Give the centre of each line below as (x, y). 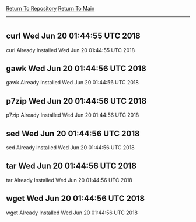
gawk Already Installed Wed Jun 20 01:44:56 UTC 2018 (72, 83)
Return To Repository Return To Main (50, 8)
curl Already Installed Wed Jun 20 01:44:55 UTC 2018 (71, 50)
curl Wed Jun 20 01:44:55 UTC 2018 (73, 36)
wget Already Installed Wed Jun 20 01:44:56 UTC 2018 (72, 213)
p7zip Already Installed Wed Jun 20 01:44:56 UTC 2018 (73, 115)
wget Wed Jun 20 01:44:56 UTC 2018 (75, 199)
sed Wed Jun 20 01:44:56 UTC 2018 (73, 133)
